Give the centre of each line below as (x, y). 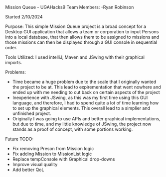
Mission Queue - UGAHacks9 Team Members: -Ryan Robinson (70, 7)
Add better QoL (28, 170)
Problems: (16, 72)
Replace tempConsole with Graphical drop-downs (64, 159)
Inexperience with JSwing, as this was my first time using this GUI (80, 97)
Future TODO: (19, 139)
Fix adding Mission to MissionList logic (52, 154)
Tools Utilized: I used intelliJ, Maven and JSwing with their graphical (75, 57)
